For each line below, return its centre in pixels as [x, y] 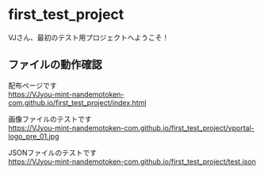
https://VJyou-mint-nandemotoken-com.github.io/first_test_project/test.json [132, 161]
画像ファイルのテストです [50, 119]
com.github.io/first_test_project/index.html [77, 102]
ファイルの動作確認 [55, 65]
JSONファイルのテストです [53, 153]
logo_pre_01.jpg [34, 136]
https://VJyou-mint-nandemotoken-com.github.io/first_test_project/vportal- [132, 127]
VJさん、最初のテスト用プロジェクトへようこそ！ [89, 37]
